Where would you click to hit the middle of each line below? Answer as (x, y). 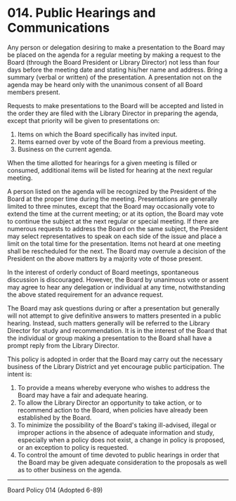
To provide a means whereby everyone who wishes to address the (114, 387)
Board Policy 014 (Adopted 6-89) (55, 490)
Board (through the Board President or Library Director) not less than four (113, 62)
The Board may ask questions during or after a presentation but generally (113, 308)
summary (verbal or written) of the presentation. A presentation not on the (115, 77)
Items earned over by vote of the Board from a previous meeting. (111, 141)
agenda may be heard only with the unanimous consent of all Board (105, 84)
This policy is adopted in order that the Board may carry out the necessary (115, 359)
